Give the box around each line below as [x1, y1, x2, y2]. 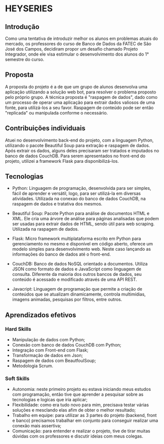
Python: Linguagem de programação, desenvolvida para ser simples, [12, 185, 151, 191]
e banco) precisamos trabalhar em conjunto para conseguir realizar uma [12, 417, 158, 423]
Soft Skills [5, 375, 30, 382]
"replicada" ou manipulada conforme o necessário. [5, 110, 108, 116]
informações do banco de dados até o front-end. [12, 251, 111, 257]
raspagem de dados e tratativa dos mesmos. [12, 201, 103, 207]
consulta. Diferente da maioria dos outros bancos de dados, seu [12, 271, 142, 277]
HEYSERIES [5, 3, 53, 14]
